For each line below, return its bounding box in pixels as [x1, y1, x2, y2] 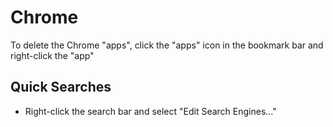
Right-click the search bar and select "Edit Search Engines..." [24, 105, 277, 117]
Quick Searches [10, 79, 112, 96]
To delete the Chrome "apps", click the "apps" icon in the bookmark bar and [10, 39, 324, 51]
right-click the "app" [10, 49, 95, 61]
